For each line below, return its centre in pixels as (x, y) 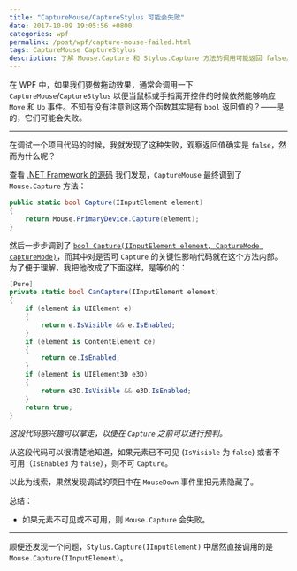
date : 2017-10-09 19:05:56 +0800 (71, 26)
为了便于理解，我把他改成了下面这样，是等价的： (98, 267)
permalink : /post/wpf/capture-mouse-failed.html (100, 42)
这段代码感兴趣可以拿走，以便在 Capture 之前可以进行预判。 (118, 433)
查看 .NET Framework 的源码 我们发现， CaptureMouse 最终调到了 (126, 175)
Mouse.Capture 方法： (48, 186)
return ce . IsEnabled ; (81, 358)
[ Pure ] (21, 284)
